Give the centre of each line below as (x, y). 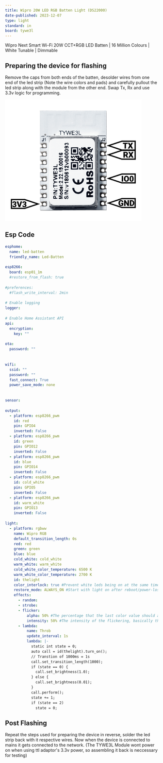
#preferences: (19, 287)
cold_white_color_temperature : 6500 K (53, 569)
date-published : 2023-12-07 (33, 15)
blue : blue (25, 554)
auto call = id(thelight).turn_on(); (69, 651)
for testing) (16, 755)
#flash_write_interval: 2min (39, 293)
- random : (28, 600)
